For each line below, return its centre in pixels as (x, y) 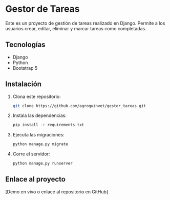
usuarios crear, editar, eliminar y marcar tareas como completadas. (76, 28)
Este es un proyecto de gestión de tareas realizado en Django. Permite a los (85, 23)
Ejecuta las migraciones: (39, 135)
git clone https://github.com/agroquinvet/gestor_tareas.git (79, 106)
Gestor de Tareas (43, 9)
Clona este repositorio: (37, 96)
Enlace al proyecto (35, 179)
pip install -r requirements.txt (48, 125)
